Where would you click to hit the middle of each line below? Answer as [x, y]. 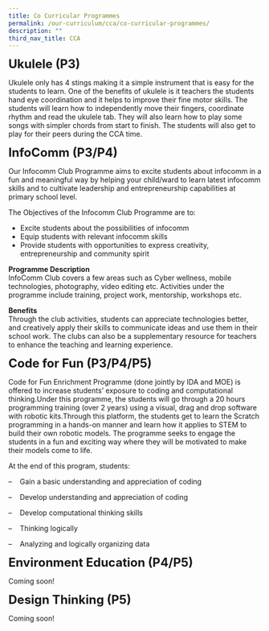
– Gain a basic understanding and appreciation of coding [105, 482]
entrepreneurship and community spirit [85, 254]
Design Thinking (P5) [70, 600]
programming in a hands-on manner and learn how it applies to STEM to [128, 425]
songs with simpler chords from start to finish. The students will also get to [132, 126]
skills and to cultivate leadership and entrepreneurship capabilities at [122, 188]
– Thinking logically [43, 529]
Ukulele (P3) [44, 64]
